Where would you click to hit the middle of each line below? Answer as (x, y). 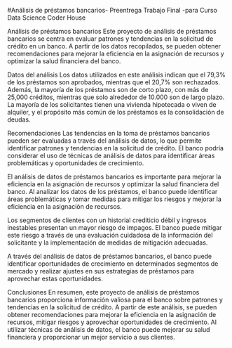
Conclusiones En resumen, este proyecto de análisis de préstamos (103, 292)
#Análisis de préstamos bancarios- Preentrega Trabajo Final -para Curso (112, 10)
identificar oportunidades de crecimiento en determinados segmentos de (113, 264)
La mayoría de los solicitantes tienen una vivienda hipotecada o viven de (112, 104)
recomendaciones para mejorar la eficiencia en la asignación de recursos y (116, 53)
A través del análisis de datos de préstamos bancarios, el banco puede (110, 256)
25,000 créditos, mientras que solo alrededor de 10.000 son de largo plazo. (116, 97)
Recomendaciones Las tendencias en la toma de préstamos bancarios (109, 133)
